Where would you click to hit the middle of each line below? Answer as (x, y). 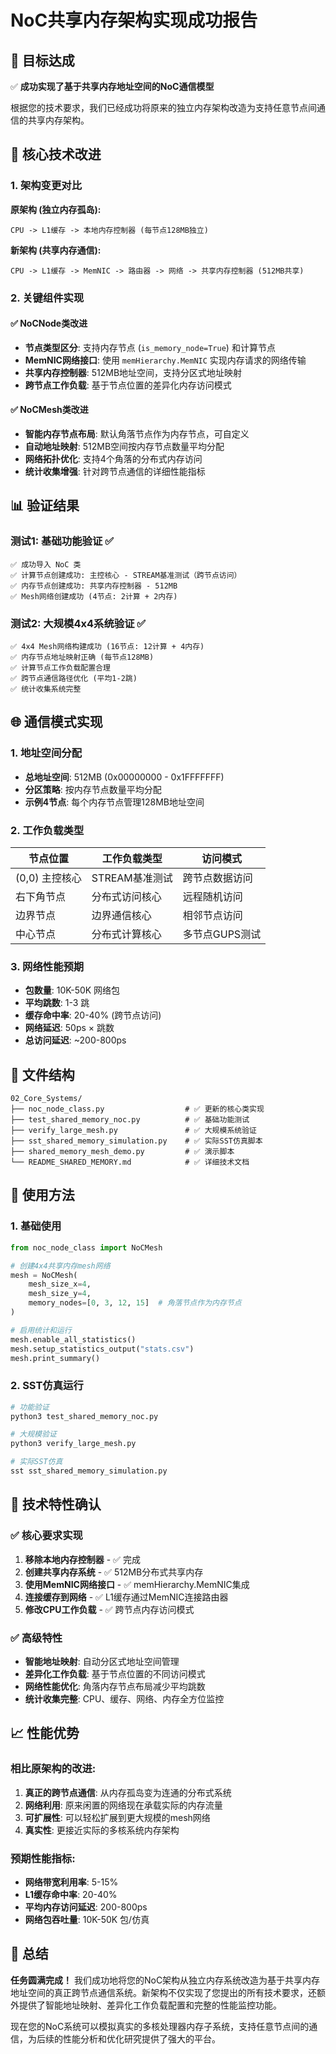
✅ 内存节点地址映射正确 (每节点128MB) (82, 657)
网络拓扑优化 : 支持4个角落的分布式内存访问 (113, 459)
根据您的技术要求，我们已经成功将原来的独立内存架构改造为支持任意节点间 (163, 107)
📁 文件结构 (42, 1074)
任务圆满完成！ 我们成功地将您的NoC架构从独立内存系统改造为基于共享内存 (165, 1980)
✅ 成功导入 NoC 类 (46, 564)
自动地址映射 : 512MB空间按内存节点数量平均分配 (124, 447)
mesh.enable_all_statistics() (73, 1339)
